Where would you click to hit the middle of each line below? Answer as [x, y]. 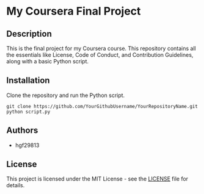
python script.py [28, 112]
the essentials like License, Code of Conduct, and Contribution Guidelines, [100, 55]
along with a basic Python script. [48, 61]
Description [29, 34]
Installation [28, 81]
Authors [22, 130]
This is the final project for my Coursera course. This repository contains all [101, 48]
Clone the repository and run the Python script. [66, 95]
